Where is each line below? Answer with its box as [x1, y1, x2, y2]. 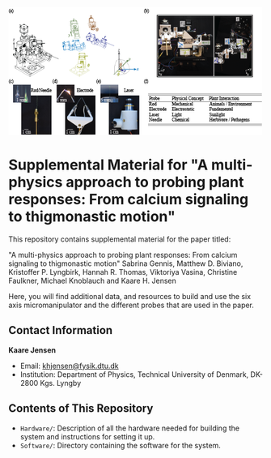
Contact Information [8, 323, 113, 337]
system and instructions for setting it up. [19, 431, 155, 441]
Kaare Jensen [8, 345, 57, 355]
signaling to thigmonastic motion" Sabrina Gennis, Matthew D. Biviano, [8, 259, 243, 268]
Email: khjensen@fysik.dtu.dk [19, 361, 119, 370]
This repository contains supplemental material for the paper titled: [8, 234, 231, 244]
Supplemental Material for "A [8, 156, 209, 174]
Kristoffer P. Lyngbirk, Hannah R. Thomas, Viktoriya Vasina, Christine [8, 267, 238, 276]
